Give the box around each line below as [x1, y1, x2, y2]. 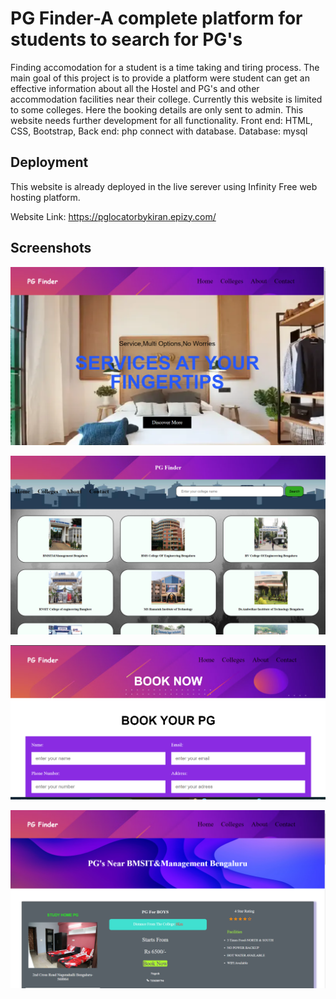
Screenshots [10, 240, 92, 257]
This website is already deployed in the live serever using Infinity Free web [10, 180, 318, 192]
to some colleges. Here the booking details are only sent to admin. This [10, 103, 304, 116]
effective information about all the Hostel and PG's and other [10, 82, 260, 94]
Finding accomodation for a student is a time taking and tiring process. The [10, 61, 320, 73]
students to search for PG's [10, 28, 243, 51]
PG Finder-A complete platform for [10, 7, 303, 30]
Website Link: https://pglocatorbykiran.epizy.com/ [10, 210, 217, 222]
